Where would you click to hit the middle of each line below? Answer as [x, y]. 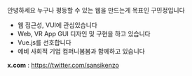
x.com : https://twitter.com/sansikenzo [63, 65]
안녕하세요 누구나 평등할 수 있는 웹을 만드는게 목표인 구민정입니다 [96, 10]
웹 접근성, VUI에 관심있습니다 [57, 25]
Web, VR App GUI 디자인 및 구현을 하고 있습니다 [84, 34]
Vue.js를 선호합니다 [44, 43]
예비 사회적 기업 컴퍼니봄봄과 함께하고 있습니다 [81, 51]
